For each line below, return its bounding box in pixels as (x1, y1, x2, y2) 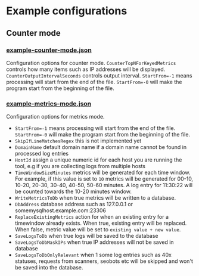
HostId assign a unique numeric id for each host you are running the (14, 156, 182, 163)
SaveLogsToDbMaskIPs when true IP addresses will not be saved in (14, 238, 174, 246)
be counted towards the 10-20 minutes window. (14, 188, 132, 195)
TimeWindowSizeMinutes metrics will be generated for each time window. (14, 169, 191, 176)
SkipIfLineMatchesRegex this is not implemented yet (14, 137, 142, 144)
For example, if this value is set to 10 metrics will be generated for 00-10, (14, 175, 194, 182)
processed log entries (14, 150, 69, 157)
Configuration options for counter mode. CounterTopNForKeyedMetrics (6, 59, 176, 66)
